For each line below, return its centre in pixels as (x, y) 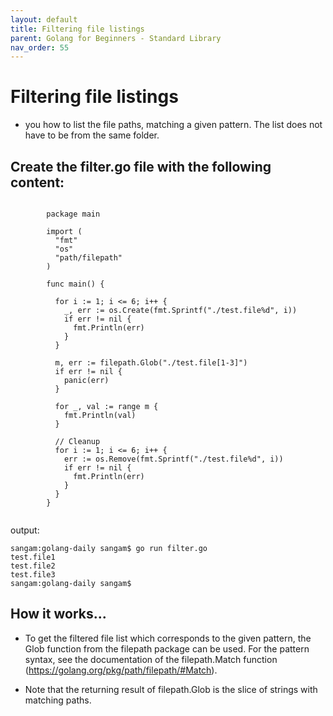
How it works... (58, 614)
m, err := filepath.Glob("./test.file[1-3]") (151, 363)
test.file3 (33, 575)
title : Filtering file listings (77, 29)
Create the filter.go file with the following (141, 166)
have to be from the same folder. (92, 135)
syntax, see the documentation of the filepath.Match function (151, 659)
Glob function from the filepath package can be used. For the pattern (167, 648)
